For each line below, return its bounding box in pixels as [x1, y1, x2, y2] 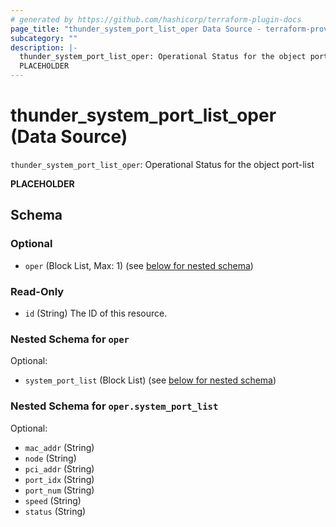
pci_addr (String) [24, 462, 95, 475]
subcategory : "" [10, 33, 78, 43]
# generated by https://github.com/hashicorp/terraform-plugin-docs [10, 14, 302, 25]
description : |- [10, 42, 78, 53]
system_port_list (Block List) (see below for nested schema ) [24, 374, 277, 386]
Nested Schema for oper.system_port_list [10, 399, 219, 413]
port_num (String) [24, 484, 95, 496]
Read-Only [10, 284, 65, 298]
